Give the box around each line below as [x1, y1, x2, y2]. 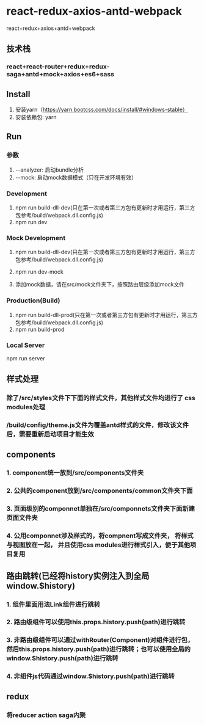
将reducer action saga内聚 [6, 710, 86, 719]
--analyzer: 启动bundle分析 [15, 166, 84, 173]
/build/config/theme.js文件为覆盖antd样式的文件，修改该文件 [6, 421, 189, 429]
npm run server [6, 354, 45, 362]
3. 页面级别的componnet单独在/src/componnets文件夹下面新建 [6, 505, 195, 513]
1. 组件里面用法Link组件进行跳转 [6, 600, 101, 608]
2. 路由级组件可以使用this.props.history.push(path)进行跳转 [6, 618, 186, 627]
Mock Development [6, 233, 66, 242]
